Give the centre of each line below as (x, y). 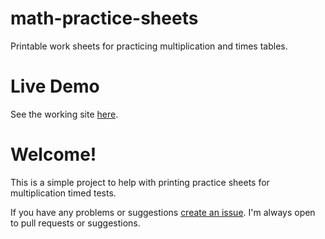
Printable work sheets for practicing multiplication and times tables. (149, 46)
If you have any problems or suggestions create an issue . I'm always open (163, 212)
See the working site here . (64, 114)
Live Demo (55, 86)
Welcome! (53, 154)
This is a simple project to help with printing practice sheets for (140, 182)
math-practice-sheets (104, 18)
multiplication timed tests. (63, 193)
